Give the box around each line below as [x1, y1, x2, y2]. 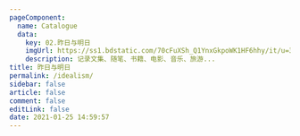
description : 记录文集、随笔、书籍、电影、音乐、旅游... [25, 55, 216, 64]
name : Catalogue [17, 21, 78, 30]
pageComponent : [9, 13, 66, 22]
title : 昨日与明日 [9, 64, 71, 72]
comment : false [9, 96, 66, 106]
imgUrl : [25, 47, 54, 55]
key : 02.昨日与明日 [25, 38, 91, 47]
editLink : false [9, 105, 70, 114]
